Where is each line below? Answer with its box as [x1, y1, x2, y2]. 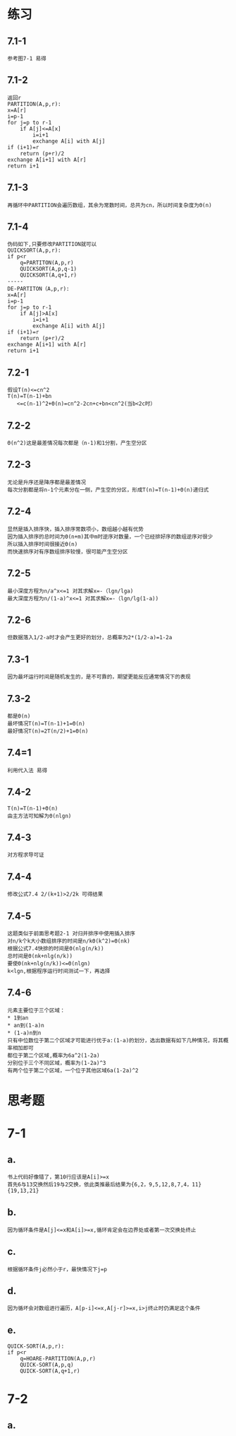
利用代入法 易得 [7, 766, 48, 774]
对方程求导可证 [7, 851, 44, 859]
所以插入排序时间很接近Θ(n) [7, 540, 78, 548]
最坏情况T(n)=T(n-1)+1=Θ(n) [7, 720, 86, 727]
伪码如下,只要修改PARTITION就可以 [7, 241, 97, 248]
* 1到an [7, 1014, 29, 1022]
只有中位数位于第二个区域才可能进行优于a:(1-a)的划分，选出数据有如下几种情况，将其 [7, 1037, 224, 1044]
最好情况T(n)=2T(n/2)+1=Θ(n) [7, 728, 89, 735]
